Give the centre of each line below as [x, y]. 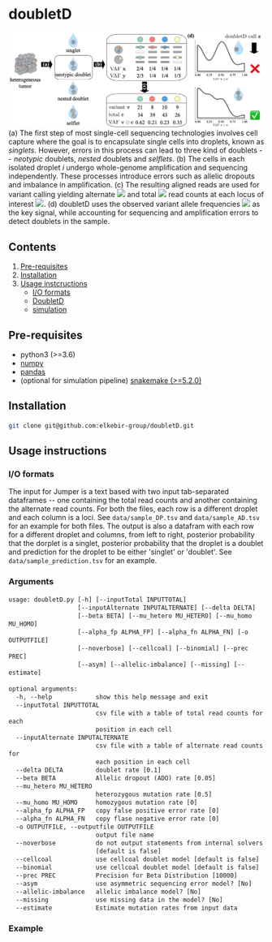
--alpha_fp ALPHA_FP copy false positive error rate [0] [118, 811]
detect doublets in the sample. [59, 222]
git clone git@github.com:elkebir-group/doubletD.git [101, 426]
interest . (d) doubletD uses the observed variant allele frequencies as [134, 204]
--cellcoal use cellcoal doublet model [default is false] [138, 859]
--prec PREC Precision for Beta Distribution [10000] [127, 875]
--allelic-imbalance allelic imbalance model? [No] [108, 892]
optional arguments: [43, 689]
